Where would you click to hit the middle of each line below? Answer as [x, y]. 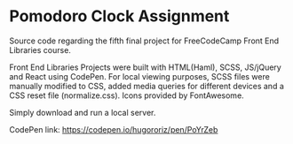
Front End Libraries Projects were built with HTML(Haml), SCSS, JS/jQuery [145, 67]
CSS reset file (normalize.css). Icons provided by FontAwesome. [127, 95]
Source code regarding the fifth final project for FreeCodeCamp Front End [144, 41]
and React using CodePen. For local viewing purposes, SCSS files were [140, 76]
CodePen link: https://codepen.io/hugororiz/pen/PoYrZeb [114, 129]
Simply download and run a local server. [83, 112]
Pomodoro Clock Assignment [119, 16]
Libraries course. [40, 49]
